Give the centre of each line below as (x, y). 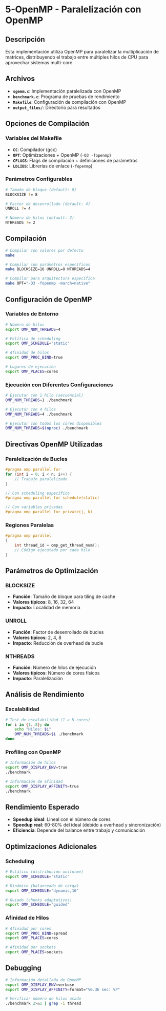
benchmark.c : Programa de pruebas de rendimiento (66, 97)
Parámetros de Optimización (52, 571)
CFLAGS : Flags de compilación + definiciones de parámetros (75, 160)
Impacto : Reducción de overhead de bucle (58, 643)
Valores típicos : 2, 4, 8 (37, 638)
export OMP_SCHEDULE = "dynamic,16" (42, 891)
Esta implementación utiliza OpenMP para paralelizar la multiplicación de (82, 52)
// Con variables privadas (34, 507)
